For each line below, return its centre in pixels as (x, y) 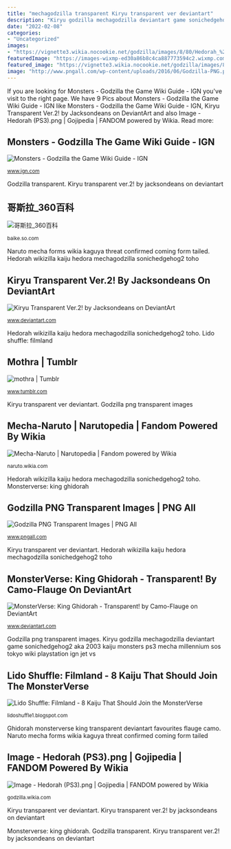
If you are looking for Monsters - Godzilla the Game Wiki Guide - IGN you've (114, 91)
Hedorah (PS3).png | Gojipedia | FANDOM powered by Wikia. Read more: (111, 120)
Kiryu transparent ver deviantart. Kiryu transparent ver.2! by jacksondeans (112, 810)
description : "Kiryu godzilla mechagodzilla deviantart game (97, 20)
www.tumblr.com (27, 391)
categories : (24, 33)
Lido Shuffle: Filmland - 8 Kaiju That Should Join (112, 675)
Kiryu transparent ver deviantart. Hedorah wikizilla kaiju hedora (97, 550)
